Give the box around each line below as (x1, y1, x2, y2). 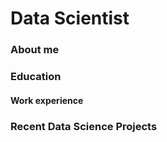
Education (10, 70, 62, 84)
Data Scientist (10, 7, 130, 30)
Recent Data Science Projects (10, 119, 158, 133)
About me (10, 43, 60, 57)
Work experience (10, 94, 84, 106)
